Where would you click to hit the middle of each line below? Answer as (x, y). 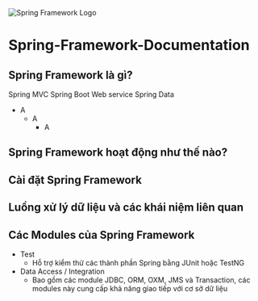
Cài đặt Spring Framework (75, 180)
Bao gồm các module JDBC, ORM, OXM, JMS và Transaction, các (141, 280)
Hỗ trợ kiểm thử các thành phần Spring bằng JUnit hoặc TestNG (138, 262)
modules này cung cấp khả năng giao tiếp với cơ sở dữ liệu (130, 288)
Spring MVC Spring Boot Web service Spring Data (92, 94)
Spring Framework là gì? (71, 75)
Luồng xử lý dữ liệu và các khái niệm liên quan (126, 208)
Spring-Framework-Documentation (129, 46)
